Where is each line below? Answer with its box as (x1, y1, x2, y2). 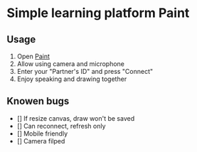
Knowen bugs (6, 95, 70, 107)
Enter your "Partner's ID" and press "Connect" (16, 67, 154, 75)
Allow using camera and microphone (16, 60, 125, 68)
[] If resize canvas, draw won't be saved (16, 114, 135, 122)
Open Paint (16, 52, 50, 60)
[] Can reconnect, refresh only (16, 121, 106, 130)
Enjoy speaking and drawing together (16, 75, 127, 83)
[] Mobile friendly (16, 129, 68, 138)
